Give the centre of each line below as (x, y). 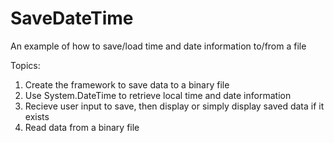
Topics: (25, 65)
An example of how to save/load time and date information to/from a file (158, 46)
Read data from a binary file (82, 127)
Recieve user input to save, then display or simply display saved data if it (174, 106)
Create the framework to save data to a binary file (127, 84)
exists (37, 116)
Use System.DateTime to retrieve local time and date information (158, 95)
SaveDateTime (72, 18)
